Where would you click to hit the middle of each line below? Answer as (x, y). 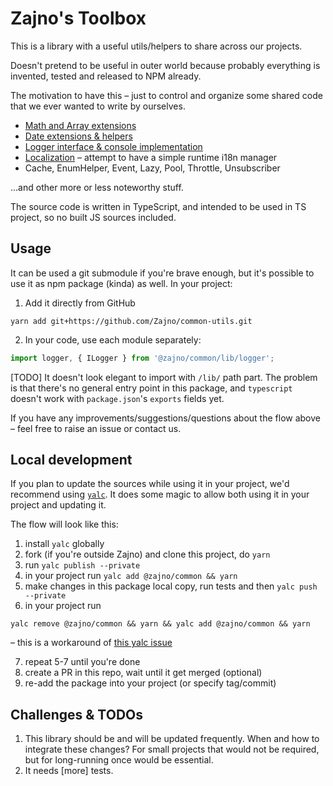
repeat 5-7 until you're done (82, 662)
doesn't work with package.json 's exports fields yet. (117, 398)
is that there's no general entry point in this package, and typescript (151, 388)
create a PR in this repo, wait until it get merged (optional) (143, 673)
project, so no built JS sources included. (93, 217)
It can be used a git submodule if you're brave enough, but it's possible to (162, 273)
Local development (71, 460)
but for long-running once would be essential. (119, 760)
